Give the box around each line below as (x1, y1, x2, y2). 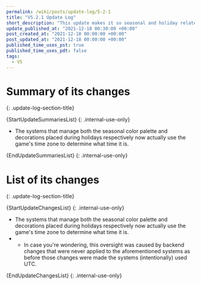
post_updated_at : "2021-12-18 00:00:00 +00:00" (6, 37, 127, 43)
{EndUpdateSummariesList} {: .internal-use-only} (6, 152, 128, 159)
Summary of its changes (6, 84, 130, 98)
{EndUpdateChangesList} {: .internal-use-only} (6, 272, 123, 279)
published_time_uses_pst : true (6, 43, 84, 48)
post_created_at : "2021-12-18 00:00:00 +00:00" (6, 31, 127, 37)
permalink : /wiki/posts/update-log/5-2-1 (6, 8, 111, 15)
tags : (6, 53, 20, 59)
